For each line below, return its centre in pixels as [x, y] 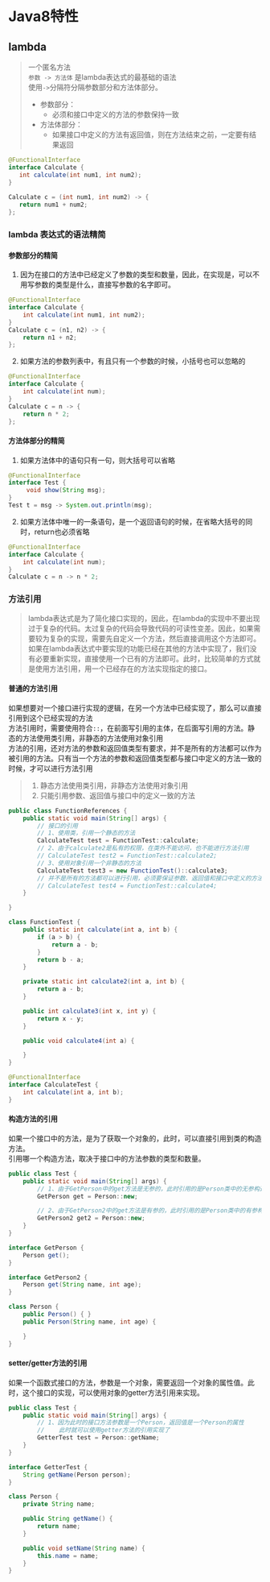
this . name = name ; [68, 1555]
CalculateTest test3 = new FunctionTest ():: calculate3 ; [133, 871]
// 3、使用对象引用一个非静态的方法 [90, 863]
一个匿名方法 [49, 67]
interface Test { [37, 483]
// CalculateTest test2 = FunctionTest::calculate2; [127, 856]
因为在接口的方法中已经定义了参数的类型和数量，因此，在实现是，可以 [136, 275]
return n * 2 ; [46, 414]
